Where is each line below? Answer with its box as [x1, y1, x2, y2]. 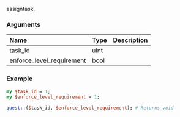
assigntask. [6, 5, 36, 12]
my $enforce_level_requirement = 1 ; [6, 94, 100, 100]
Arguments [6, 20, 41, 29]
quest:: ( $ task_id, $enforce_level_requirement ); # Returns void [6, 105, 174, 112]
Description [113, 36, 148, 44]
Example [6, 74, 33, 83]
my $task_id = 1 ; [6, 88, 51, 94]
